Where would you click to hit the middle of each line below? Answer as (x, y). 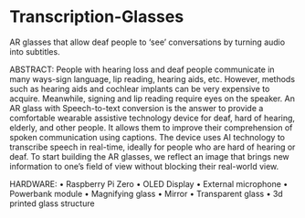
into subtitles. (35, 51)
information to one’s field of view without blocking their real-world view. (144, 166)
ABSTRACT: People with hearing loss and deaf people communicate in (142, 69)
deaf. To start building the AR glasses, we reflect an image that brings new (149, 156)
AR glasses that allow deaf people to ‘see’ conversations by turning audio (147, 42)
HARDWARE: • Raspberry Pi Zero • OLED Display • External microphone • (149, 183)
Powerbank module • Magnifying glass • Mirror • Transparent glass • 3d (146, 193)
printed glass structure (52, 203)
